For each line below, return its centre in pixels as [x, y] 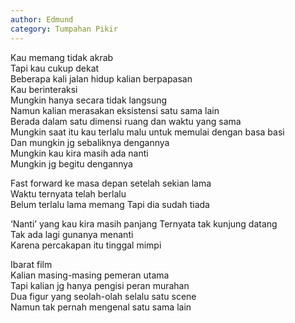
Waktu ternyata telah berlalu [68, 193]
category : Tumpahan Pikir [64, 29]
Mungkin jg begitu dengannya [71, 163]
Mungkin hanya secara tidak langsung [89, 100]
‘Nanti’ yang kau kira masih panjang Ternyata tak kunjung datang [144, 223]
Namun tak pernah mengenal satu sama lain [101, 307]
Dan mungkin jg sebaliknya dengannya [90, 142]
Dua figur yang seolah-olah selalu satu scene [103, 296]
